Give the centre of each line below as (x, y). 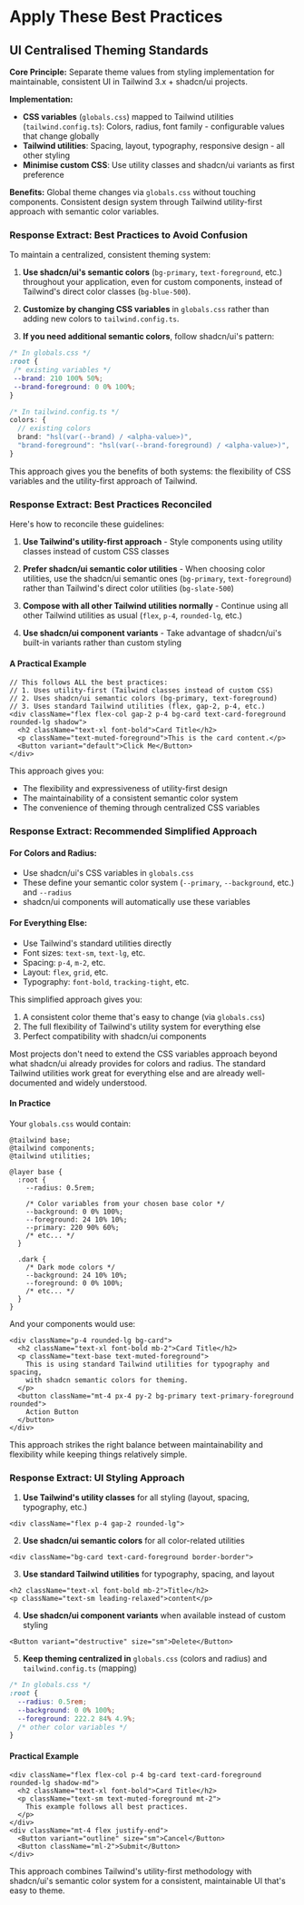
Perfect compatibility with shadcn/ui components (114, 1036)
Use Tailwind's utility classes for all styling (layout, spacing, (136, 1497)
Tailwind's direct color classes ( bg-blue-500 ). (107, 291)
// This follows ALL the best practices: (89, 682)
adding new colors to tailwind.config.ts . (101, 319)
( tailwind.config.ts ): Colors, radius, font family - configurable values (153, 126)
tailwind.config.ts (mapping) (80, 1668)
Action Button (52, 1412)
